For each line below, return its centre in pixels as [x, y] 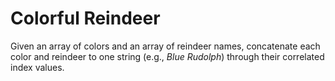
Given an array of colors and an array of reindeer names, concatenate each [165, 46]
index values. [37, 67]
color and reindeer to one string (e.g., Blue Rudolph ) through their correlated [167, 56]
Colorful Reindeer [85, 18]
